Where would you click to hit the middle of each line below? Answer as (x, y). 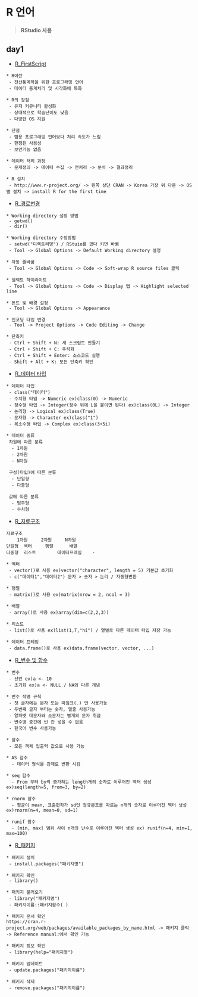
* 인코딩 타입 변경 (26, 319)
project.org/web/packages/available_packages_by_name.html (81, 928)
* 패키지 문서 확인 (26, 916)
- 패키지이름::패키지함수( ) (38, 905)
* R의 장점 (18, 100)
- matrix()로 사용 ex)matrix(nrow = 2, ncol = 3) (70, 594)
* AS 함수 (17, 757)
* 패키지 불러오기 (25, 892)
